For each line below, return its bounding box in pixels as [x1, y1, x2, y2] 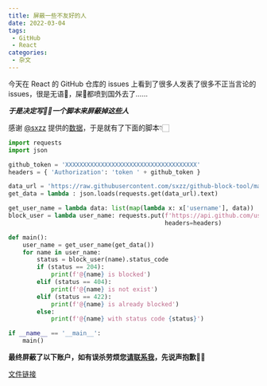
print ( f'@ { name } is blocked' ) [50, 270, 151, 279]
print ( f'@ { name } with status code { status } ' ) [50, 315, 204, 323]
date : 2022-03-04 [8, 19, 66, 27]
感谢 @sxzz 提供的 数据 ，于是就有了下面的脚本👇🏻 [8, 123, 169, 132]
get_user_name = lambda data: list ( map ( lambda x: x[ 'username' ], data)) [8, 204, 254, 212]
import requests [8, 139, 62, 147]
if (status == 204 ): [37, 263, 105, 271]
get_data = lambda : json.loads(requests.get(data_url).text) [8, 190, 219, 198]
